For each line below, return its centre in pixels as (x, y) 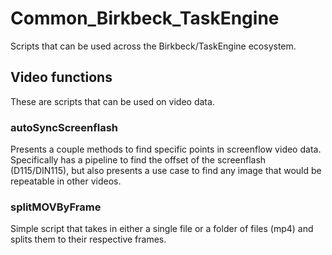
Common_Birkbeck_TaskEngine (145, 18)
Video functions (61, 77)
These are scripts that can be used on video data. (112, 101)
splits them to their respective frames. (88, 239)
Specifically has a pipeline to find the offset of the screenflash (138, 160)
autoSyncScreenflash (64, 127)
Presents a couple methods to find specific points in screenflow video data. (166, 149)
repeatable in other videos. (66, 181)
